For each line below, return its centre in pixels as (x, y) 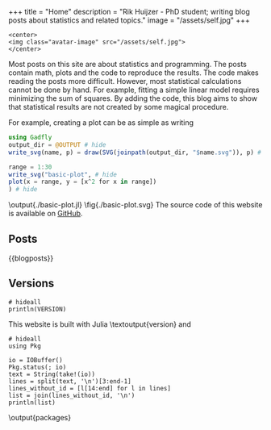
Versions (31, 284)
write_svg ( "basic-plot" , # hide (63, 174)
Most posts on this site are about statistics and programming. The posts (128, 64)
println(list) (32, 403)
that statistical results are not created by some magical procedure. (119, 107)
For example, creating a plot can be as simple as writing (101, 123)
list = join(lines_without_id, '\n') (72, 395)
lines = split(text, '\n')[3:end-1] (70, 381)
